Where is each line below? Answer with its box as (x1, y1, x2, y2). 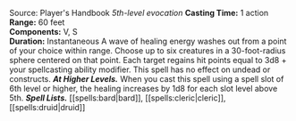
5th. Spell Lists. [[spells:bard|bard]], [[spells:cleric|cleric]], (9, 93, 226, 103)
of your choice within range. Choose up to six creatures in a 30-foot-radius (9, 45, 286, 56)
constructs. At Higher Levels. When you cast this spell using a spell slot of (9, 74, 284, 84)
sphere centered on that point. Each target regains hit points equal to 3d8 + (9, 55, 287, 65)
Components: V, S (9, 27, 78, 36)
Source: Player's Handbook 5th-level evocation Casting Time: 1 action (9, 8, 269, 18)
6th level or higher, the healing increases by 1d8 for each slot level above (9, 84, 278, 93)
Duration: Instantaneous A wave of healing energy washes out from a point (9, 36, 287, 46)
